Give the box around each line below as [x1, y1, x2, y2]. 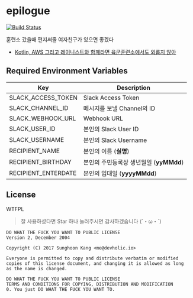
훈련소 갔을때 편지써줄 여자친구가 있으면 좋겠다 [6, 35, 114, 43]
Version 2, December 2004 [6, 235, 70, 241]
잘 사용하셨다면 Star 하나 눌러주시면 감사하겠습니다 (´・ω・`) [20, 218, 162, 225]
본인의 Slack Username [83, 136, 147, 144]
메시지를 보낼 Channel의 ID [83, 104, 156, 112]
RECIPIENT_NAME [9, 147, 60, 155]
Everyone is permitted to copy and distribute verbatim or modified [6, 255, 179, 261]
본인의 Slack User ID [83, 125, 139, 133]
